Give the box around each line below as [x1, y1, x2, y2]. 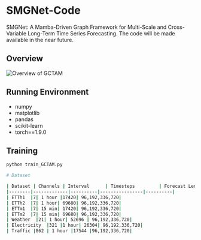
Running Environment [6, 87, 89, 97]
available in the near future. [6, 36, 74, 43]
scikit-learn [14, 122, 43, 129]
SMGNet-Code [6, 4, 81, 17]
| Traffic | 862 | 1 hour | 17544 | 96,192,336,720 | [6, 228, 133, 234]
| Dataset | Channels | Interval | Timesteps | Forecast [6, 184, 186, 190]
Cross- [167, 23, 185, 31]
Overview [6, 53, 44, 64]
